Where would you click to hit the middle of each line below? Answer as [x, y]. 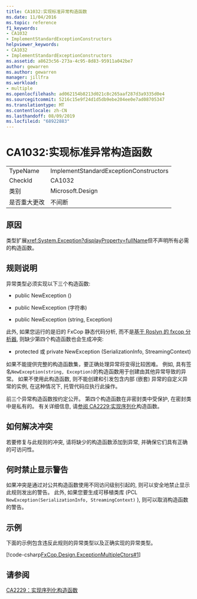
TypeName [24, 171]
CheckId [21, 181]
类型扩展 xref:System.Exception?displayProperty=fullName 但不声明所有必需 [98, 240]
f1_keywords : [22, 28]
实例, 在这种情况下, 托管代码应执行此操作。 [68, 386]
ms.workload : [22, 83]
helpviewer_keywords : [33, 45]
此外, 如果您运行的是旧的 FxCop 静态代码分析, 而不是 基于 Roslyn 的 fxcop [95, 331]
